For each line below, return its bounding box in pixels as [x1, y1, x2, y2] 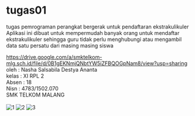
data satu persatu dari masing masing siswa [6, 42, 114, 49]
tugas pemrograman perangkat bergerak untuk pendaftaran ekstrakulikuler [6, 23, 189, 30]
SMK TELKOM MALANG [6, 91, 65, 98]
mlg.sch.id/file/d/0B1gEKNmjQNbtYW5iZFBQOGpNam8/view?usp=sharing [6, 60, 188, 67]
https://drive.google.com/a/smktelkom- [6, 53, 103, 60]
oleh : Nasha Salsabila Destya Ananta [6, 66, 98, 73]
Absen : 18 [6, 78, 32, 86]
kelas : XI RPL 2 [6, 72, 44, 79]
